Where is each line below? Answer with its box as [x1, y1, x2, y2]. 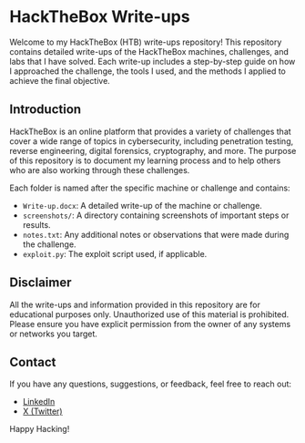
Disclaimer [9, 275, 72, 291]
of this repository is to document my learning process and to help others [9, 155, 281, 166]
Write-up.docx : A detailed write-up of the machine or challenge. [22, 200, 262, 211]
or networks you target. [9, 328, 98, 339]
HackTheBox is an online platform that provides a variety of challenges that [9, 126, 291, 137]
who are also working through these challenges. [9, 164, 190, 175]
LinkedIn [22, 397, 56, 407]
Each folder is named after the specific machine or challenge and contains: [9, 182, 290, 193]
